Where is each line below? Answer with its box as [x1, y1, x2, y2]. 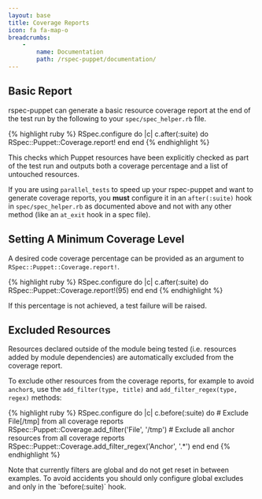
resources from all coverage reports [8, 434, 125, 443]
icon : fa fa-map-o [8, 26, 68, 34]
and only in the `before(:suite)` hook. [8, 482, 127, 492]
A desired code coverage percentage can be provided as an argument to [8, 253, 245, 263]
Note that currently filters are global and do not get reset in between [8, 465, 230, 475]
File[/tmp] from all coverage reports [8, 416, 124, 426]
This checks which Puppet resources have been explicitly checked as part [8, 153, 249, 162]
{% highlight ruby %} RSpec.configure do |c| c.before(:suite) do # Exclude [8, 408, 249, 418]
